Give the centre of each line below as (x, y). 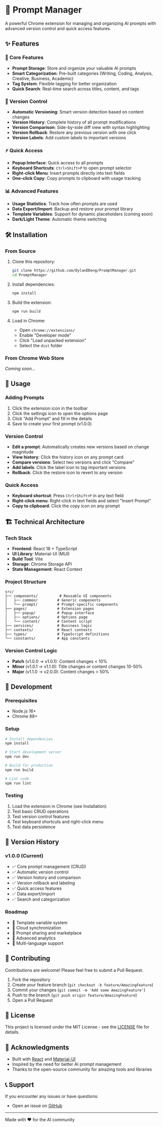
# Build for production (29, 766)
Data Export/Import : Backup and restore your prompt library (73, 209)
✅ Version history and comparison (46, 877)
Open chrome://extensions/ (47, 330)
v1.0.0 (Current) (24, 856)
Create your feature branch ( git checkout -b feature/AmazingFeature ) (83, 984)
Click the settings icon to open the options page (60, 413)
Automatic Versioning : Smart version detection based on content (78, 112)
